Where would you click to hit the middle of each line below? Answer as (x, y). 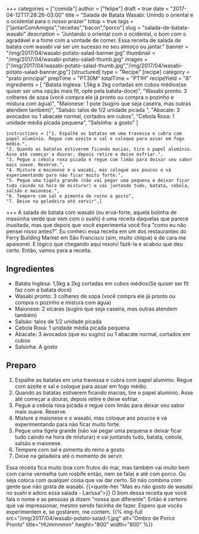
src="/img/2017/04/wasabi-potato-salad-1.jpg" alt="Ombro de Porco (91, 518)
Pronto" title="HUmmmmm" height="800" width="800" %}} (80, 524)
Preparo (21, 366)
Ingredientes (30, 269)
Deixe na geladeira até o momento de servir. (69, 456)
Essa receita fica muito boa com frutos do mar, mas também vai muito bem (98, 467)
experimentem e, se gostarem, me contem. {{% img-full (74, 511)
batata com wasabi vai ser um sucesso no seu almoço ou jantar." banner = (97, 46)
